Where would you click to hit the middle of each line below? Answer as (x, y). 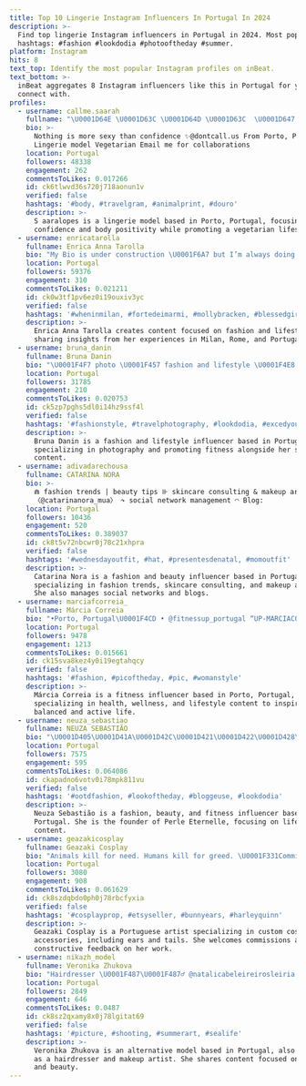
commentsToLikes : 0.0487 (73, 1008)
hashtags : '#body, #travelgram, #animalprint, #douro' (132, 204)
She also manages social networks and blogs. (121, 594)
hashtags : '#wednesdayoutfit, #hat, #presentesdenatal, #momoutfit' (158, 559)
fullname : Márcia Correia (75, 611)
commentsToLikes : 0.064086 (77, 771)
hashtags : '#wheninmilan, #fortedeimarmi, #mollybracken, (138, 314)
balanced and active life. (85, 712)
